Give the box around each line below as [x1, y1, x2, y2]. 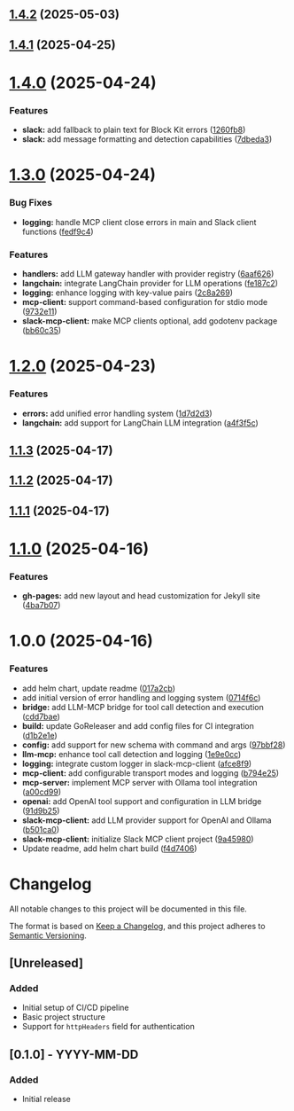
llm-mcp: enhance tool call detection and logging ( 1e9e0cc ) [21, 748, 242, 759]
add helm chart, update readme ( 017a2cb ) [21, 683, 175, 693]
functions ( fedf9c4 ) [21, 226, 95, 237]
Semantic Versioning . [9, 930, 87, 941]
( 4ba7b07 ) [21, 600, 61, 611]
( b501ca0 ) [21, 824, 60, 834]
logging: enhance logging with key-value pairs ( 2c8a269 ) [21, 287, 233, 298]
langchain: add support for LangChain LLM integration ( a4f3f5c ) [21, 417, 259, 428]
